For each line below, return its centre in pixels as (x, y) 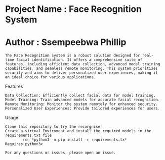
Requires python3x (24, 144)
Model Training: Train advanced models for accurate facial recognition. (83, 100)
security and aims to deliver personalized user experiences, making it (82, 73)
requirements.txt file (28, 135)
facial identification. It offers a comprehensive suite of (79, 60)
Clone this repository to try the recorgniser (54, 127)
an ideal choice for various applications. (51, 77)
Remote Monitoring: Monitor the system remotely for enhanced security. (82, 104)
